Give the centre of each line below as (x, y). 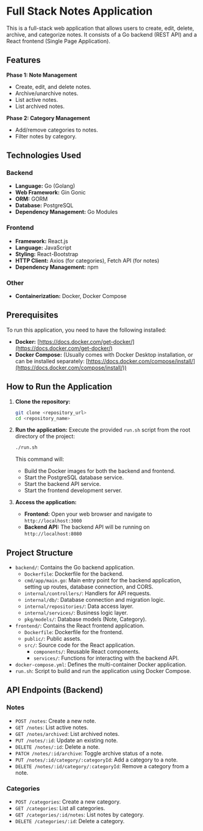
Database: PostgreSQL (44, 205)
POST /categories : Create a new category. (68, 802)
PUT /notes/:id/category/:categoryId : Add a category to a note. (96, 760)
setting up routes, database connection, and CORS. (89, 587)
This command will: (40, 459)
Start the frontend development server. (73, 490)
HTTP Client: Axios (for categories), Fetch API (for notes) (87, 260)
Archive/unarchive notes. (47, 93)
